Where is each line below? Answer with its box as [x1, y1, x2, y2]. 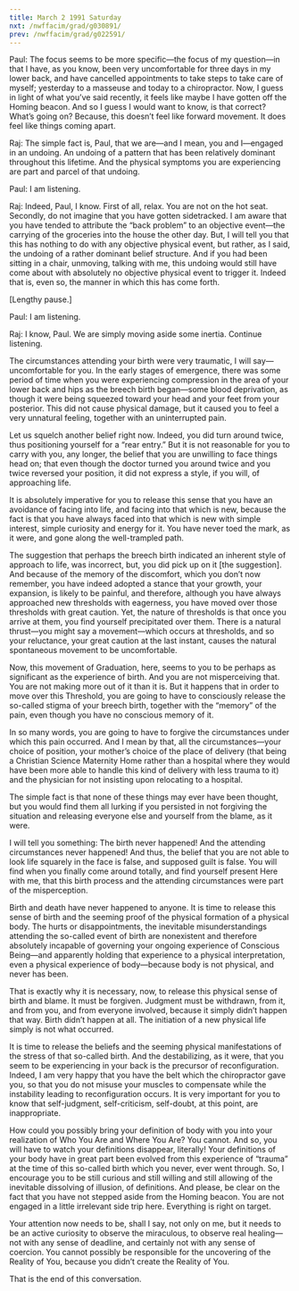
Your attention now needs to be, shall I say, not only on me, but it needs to [9, 1219, 281, 1229]
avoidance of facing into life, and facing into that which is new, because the [9, 504, 287, 515]
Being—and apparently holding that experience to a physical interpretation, [9, 950, 286, 960]
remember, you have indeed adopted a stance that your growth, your [9, 578, 262, 590]
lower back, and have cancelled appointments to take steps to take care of [9, 73, 284, 84]
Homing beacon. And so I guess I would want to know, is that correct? [9, 102, 266, 113]
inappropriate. [9, 1108, 61, 1119]
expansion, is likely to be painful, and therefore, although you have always [9, 588, 281, 599]
